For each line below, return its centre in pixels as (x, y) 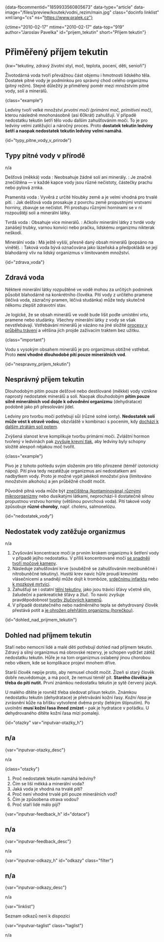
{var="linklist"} (20, 907)
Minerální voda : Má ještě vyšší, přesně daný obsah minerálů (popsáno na (79, 242)
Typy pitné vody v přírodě (45, 156)
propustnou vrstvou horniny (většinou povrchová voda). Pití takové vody (78, 501)
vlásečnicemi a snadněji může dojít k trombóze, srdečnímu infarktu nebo (85, 579)
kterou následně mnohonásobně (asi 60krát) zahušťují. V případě (71, 115)
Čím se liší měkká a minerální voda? (48, 783)
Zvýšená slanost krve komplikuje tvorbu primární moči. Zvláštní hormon (77, 436)
